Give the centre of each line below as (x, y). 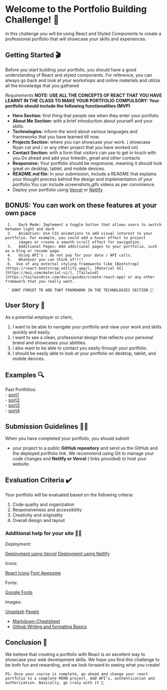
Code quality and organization (43, 504)
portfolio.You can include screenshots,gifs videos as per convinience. (84, 184)
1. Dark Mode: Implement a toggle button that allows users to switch (84, 225)
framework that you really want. (40, 281)
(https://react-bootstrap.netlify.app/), (49, 268)
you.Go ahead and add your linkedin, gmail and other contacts (76, 158)
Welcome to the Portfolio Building (76, 9)
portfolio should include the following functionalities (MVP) (68, 106)
